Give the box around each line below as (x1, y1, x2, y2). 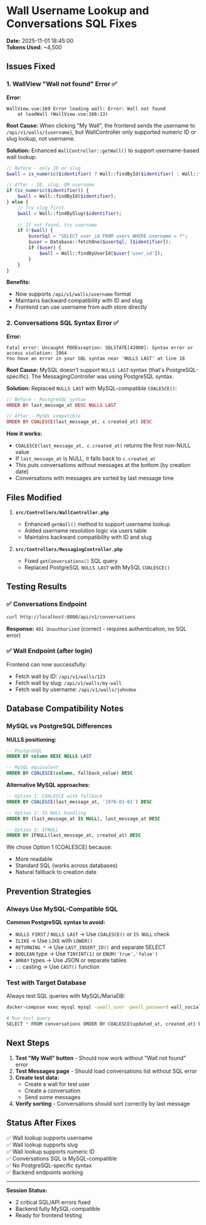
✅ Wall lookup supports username (6, 1134, 93, 1142)
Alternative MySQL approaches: (6, 781, 90, 789)
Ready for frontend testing (15, 1211, 82, 1219)
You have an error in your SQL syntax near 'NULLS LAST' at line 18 (6, 355, 185, 361)
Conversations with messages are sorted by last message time (15, 474, 174, 482)
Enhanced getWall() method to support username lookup (24, 520, 170, 528)
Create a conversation (24, 1087, 81, 1094)
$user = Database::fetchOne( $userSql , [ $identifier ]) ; (28, 239, 172, 245)
